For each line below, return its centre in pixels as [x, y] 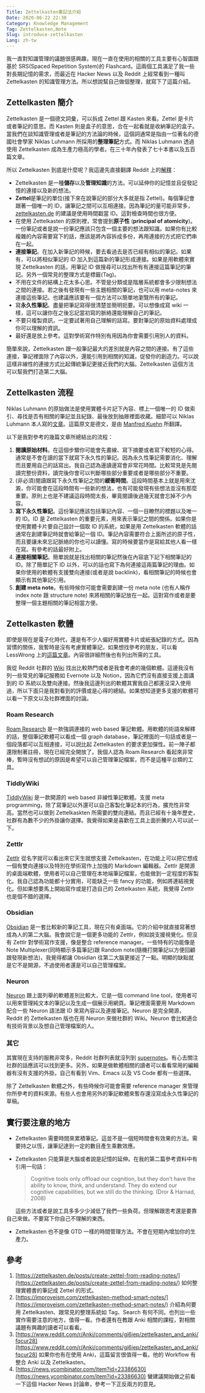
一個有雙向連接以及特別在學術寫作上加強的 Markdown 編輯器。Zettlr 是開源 [101, 866]
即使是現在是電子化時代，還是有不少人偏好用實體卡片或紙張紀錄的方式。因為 [103, 640]
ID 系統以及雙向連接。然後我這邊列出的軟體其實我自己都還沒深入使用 [104, 683]
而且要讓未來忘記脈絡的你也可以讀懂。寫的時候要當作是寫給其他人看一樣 [106, 541]
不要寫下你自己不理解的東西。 [70, 1219]
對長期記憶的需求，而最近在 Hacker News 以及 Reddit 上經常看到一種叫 [96, 74]
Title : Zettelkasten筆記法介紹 [44, 12]
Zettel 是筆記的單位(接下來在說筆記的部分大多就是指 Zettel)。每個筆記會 [105, 198]
